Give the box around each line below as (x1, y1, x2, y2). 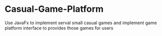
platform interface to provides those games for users (4, 25, 113, 31)
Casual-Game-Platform (4, 3, 103, 15)
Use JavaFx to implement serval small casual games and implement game (4, 20, 157, 26)
